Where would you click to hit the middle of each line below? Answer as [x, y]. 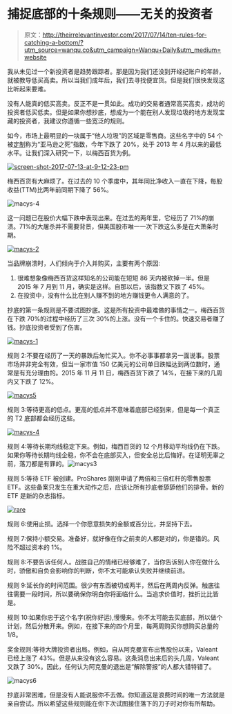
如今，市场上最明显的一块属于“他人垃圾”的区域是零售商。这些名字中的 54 [111, 135]
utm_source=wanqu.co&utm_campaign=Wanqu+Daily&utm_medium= [123, 50]
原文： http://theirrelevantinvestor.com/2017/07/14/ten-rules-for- [115, 35]
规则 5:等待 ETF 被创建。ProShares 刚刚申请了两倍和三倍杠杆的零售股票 [109, 478]
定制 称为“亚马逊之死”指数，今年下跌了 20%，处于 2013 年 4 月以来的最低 [117, 144]
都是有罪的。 [49, 463]
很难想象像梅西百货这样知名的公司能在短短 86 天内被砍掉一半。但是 [114, 278]
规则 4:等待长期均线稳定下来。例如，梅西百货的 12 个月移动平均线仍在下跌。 [116, 446]
